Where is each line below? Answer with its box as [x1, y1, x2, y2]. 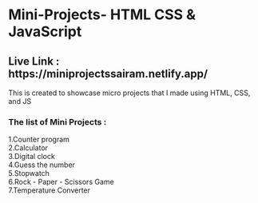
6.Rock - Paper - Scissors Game [8, 177, 114, 187]
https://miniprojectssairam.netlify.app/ [8, 66, 208, 81]
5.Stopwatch [8, 169, 50, 178]
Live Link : [8, 54, 60, 68]
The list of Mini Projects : [8, 116, 107, 127]
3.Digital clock [8, 152, 56, 161]
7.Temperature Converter [8, 185, 90, 195]
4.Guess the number [8, 160, 76, 169]
